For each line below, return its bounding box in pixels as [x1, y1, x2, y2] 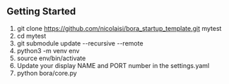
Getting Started [6, 6, 76, 17]
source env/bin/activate [16, 54, 86, 62]
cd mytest [16, 31, 47, 40]
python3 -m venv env [16, 46, 80, 55]
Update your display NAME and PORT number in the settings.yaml [16, 61, 210, 69]
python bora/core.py [16, 69, 77, 77]
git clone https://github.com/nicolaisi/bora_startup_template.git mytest [16, 24, 222, 32]
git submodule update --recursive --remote [16, 38, 143, 48]
